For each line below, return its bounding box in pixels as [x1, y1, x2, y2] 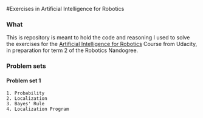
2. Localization [6, 96, 47, 102]
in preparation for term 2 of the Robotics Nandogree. [6, 47, 139, 54]
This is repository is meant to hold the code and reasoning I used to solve [6, 34, 190, 41]
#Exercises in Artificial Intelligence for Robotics [6, 5, 125, 12]
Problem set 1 [6, 77, 41, 84]
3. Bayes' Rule [6, 101, 45, 107]
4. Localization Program [6, 106, 69, 113]
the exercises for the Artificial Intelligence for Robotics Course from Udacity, [6, 41, 198, 48]
